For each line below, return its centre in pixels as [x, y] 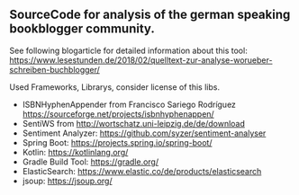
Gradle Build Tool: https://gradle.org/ [91, 162]
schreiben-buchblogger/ [55, 69]
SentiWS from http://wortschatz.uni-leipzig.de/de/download [134, 123]
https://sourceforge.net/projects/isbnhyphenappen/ [118, 114]
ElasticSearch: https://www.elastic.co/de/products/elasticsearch [142, 171]
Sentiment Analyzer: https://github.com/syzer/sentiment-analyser [144, 133]
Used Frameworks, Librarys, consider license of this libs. [115, 87]
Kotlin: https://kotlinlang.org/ [75, 152]
